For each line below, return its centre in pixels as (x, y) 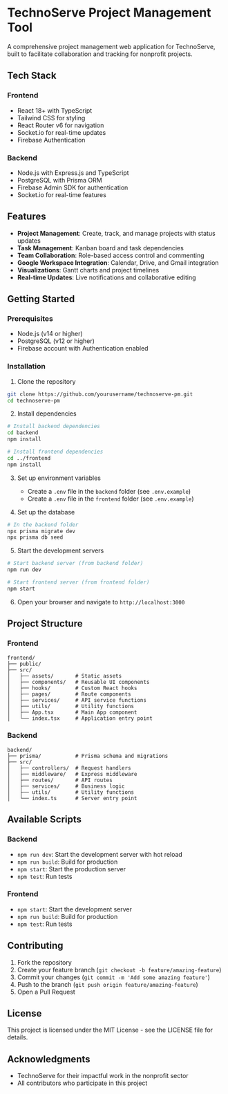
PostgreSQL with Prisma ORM (59, 180)
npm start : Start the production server (72, 869)
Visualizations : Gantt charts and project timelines (88, 270)
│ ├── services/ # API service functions (77, 700)
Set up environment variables (59, 478)
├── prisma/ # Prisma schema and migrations (88, 756)
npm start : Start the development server (75, 909)
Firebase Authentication (51, 140)
